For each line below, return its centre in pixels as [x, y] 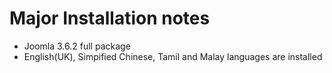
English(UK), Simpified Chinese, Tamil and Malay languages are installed [173, 56]
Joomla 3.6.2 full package [77, 46]
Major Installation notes [110, 18]
